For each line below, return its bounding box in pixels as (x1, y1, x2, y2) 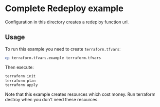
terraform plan (5, 78, 36, 83)
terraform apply (5, 83, 38, 88)
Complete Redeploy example (5, 3, 124, 14)
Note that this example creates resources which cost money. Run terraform (5, 91, 156, 97)
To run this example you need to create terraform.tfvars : (5, 46, 121, 52)
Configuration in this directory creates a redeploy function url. (5, 19, 129, 25)
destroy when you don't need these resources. (5, 97, 99, 103)
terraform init (5, 73, 36, 78)
